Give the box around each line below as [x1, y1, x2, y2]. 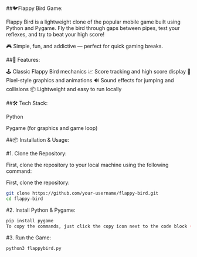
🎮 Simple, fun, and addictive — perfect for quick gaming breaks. [6, 43, 163, 49]
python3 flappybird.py [6, 245, 62, 251]
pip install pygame [6, 218, 54, 223]
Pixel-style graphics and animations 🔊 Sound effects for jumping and [6, 77, 174, 84]
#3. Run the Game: [6, 234, 52, 241]
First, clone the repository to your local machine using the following [6, 161, 169, 168]
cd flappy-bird [6, 196, 43, 202]
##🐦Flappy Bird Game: [6, 5, 63, 12]
